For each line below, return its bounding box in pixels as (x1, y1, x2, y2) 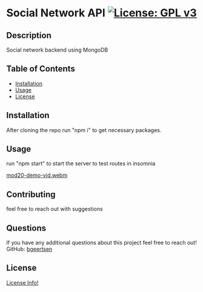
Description (6, 30, 52, 41)
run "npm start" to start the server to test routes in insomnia (6, 160, 156, 167)
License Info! (6, 279, 39, 286)
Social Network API (6, 6, 106, 20)
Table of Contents (6, 64, 76, 74)
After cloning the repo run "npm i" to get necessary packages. (6, 126, 162, 133)
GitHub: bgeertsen (6, 245, 53, 253)
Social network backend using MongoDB (6, 46, 108, 53)
